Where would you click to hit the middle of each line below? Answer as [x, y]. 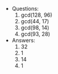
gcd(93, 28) [36, 34]
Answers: [24, 40]
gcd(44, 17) [35, 21]
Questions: [25, 9]
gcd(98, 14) [35, 27]
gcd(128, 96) [36, 15]
